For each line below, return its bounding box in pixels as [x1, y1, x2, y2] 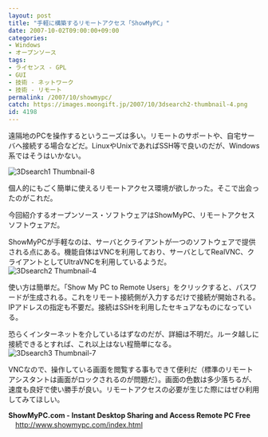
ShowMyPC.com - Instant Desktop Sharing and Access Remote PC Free [8, 411, 251, 419]
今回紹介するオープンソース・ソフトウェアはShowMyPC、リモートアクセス [8, 211, 255, 219]
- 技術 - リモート [8, 85, 62, 94]
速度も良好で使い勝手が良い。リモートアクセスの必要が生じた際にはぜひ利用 [8, 384, 260, 394]
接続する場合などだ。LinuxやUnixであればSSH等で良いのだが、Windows [22, 141, 260, 150]
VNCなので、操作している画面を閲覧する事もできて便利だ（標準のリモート [8, 364, 254, 374]
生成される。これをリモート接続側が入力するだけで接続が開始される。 [29, 293, 260, 301]
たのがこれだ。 [8, 193, 57, 203]
